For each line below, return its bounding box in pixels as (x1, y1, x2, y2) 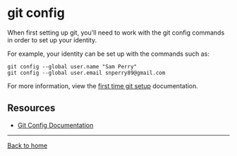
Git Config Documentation (17, 121, 94, 129)
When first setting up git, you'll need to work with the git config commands (7, 28, 225, 37)
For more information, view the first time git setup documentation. (7, 81, 199, 90)
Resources (7, 102, 56, 114)
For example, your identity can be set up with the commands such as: (7, 49, 209, 58)
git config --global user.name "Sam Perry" (7, 63, 138, 70)
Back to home (7, 141, 48, 150)
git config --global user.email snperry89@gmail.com (7, 69, 166, 76)
